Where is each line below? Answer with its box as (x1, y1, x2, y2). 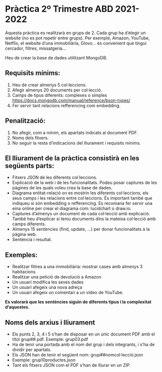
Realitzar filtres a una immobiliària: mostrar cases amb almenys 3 (12, 264, 143, 270)
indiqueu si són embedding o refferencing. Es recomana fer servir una (12, 201, 153, 206)
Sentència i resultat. (12, 237, 53, 242)
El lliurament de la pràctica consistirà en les (5, 154, 140, 162)
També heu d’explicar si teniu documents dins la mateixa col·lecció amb (12, 216, 156, 222)
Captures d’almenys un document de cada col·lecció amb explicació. (12, 211, 150, 217)
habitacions (12, 269, 36, 275)
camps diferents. (12, 221, 46, 227)
